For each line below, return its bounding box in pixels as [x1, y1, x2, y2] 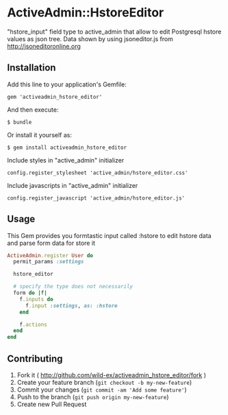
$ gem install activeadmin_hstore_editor [7, 144, 127, 151]
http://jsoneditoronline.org [7, 42, 81, 50]
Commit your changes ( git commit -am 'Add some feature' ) [16, 386, 187, 394]
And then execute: [7, 105, 59, 114]
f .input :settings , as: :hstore [25, 302, 118, 309]
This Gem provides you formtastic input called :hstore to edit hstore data [7, 231, 212, 239]
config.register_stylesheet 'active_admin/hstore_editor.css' [7, 169, 188, 176]
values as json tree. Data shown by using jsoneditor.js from [7, 34, 173, 43]
